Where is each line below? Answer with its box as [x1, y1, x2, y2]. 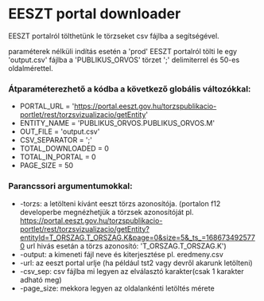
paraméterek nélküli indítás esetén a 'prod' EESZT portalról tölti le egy [8, 46, 237, 56]
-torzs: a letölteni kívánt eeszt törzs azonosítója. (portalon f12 [19, 198, 221, 208]
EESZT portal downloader [8, 5, 181, 23]
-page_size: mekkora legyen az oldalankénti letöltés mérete [19, 283, 215, 293]
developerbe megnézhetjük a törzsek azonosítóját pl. [19, 207, 194, 217]
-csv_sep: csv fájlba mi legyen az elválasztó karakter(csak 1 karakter [19, 266, 244, 276]
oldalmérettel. [8, 63, 53, 72]
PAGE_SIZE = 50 [19, 161, 74, 170]
